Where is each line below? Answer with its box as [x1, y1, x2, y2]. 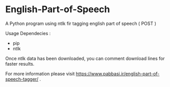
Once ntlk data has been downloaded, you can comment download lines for [5, 55, 165, 62]
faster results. [5, 61, 35, 67]
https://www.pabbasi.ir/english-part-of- [76, 70, 160, 77]
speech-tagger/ [5, 76, 38, 82]
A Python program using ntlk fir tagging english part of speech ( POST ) [5, 20, 157, 26]
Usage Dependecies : [5, 30, 51, 36]
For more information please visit [5, 70, 75, 77]
